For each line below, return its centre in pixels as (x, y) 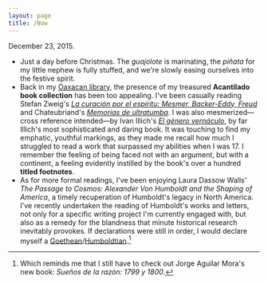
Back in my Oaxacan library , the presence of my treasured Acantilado (135, 87)
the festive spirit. (47, 78)
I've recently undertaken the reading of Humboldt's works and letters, (134, 205)
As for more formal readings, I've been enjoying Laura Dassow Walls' (133, 179)
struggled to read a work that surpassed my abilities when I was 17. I (132, 146)
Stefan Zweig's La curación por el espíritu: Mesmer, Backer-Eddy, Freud (138, 104)
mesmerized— (230, 112)
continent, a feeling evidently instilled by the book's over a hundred (130, 163)
